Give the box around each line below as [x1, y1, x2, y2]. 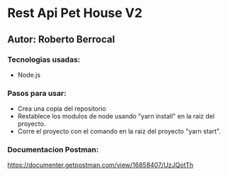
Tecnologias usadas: [7, 55, 81, 65]
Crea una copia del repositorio [17, 104, 106, 113]
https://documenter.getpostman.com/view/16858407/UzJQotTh [7, 161, 193, 170]
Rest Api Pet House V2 [7, 5, 143, 21]
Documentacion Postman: [7, 145, 99, 155]
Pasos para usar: [7, 88, 67, 98]
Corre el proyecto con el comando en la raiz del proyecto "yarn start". [17, 127, 221, 136]
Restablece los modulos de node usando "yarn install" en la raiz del [17, 112, 215, 121]
